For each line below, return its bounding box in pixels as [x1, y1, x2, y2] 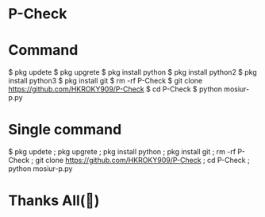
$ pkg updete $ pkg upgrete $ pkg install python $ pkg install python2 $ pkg [8, 68, 258, 77]
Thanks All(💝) [8, 192, 100, 210]
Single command [8, 121, 122, 139]
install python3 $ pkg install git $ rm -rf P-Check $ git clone [8, 76, 203, 86]
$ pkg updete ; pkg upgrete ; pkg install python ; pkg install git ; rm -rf [8, 147, 236, 157]
